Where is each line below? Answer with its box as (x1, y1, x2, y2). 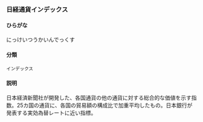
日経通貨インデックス (6, 5, 68, 13)
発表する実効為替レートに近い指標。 (6, 109, 97, 116)
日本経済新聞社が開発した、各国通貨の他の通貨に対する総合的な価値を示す (6, 94, 192, 101)
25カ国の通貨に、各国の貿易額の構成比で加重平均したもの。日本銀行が (16, 101, 193, 109)
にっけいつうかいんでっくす (6, 36, 76, 43)
